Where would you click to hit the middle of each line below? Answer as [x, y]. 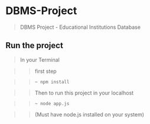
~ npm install [52, 82]
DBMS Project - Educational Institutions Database [80, 27]
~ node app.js [52, 103]
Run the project [34, 46]
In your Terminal [40, 59]
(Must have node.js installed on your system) [89, 114]
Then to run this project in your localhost [84, 93]
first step [45, 71]
